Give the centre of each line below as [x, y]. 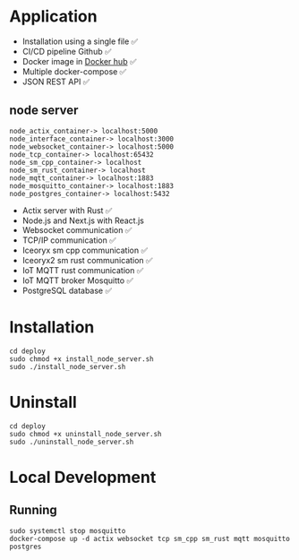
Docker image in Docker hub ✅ [79, 61]
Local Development [83, 477]
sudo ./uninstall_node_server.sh [72, 442]
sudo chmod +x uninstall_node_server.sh [86, 434]
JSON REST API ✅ [56, 82]
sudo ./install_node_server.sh [68, 366]
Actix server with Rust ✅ [67, 210]
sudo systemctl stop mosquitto [68, 530]
